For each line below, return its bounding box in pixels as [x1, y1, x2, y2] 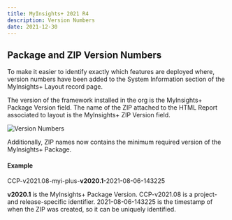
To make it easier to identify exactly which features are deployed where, [7, 68, 215, 76]
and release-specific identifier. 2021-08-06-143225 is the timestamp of [7, 198, 213, 206]
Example [7, 161, 34, 170]
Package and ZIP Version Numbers [7, 49, 162, 61]
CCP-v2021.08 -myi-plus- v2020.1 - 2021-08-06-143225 [7, 177, 166, 185]
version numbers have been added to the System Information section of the [7, 75, 225, 84]
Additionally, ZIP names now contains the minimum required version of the [7, 138, 222, 147]
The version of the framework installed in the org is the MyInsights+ [7, 96, 203, 105]
